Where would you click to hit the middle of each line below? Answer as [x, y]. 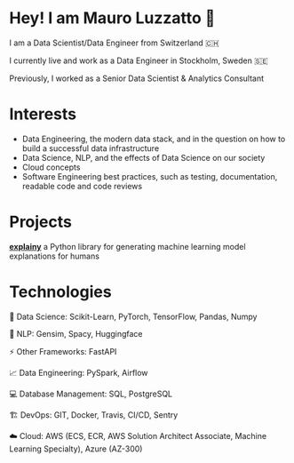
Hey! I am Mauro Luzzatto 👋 [112, 18]
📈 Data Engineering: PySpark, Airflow [79, 372]
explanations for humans [55, 256]
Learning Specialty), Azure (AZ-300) [76, 449]
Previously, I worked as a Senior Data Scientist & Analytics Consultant [137, 78]
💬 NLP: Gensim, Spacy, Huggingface [76, 333]
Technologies [61, 291]
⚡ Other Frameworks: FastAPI [63, 351]
